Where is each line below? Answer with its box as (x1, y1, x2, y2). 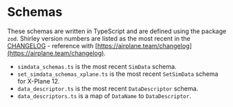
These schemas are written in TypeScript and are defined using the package (7, 27, 227, 35)
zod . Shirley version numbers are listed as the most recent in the (7, 34, 191, 42)
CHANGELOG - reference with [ (7, 41, 98, 50)
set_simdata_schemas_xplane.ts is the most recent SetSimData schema (17, 70, 219, 78)
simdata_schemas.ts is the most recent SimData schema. (17, 62, 177, 70)
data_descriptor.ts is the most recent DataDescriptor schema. (17, 84, 199, 93)
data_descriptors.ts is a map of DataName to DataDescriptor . (17, 91, 191, 100)
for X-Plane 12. (17, 77, 61, 85)
